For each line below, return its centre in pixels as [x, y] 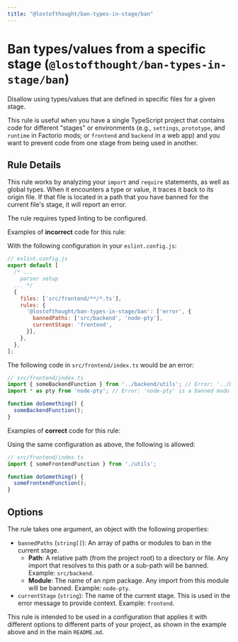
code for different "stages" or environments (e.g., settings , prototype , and [116, 128]
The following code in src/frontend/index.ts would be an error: [101, 365]
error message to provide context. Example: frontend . [96, 603]
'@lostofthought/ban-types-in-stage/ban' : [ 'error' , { [109, 312]
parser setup [39, 279]
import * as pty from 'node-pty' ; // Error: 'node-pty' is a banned [110, 391]
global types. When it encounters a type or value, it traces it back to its [110, 189]
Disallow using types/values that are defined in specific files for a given [112, 99]
